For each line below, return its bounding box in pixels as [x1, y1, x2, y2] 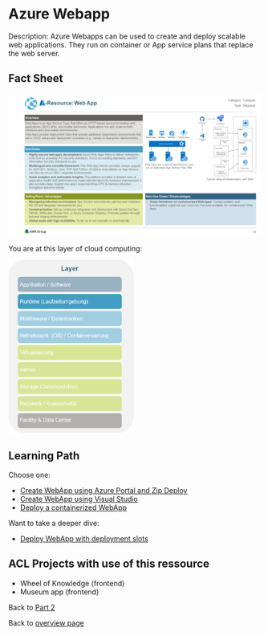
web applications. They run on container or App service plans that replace [8, 39, 254, 49]
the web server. [8, 48, 60, 58]
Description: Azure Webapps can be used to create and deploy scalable [8, 31, 246, 41]
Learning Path [8, 449, 80, 463]
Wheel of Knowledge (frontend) [19, 578, 125, 588]
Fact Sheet [8, 71, 63, 85]
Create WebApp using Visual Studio [19, 495, 138, 504]
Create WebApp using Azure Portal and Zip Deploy [19, 486, 188, 495]
